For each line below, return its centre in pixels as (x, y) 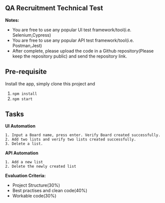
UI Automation (20, 126)
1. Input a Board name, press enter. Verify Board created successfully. (83, 135)
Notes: (12, 20)
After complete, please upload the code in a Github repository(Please (83, 51)
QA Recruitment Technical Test (54, 8)
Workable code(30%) (34, 196)
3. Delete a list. (24, 144)
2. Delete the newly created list (41, 167)
